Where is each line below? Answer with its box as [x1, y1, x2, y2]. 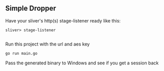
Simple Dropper [5, 4, 56, 13]
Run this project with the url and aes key [5, 41, 90, 47]
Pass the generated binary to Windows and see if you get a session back [5, 60, 159, 66]
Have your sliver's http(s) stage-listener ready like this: [5, 17, 121, 23]
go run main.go [5, 51, 38, 56]
